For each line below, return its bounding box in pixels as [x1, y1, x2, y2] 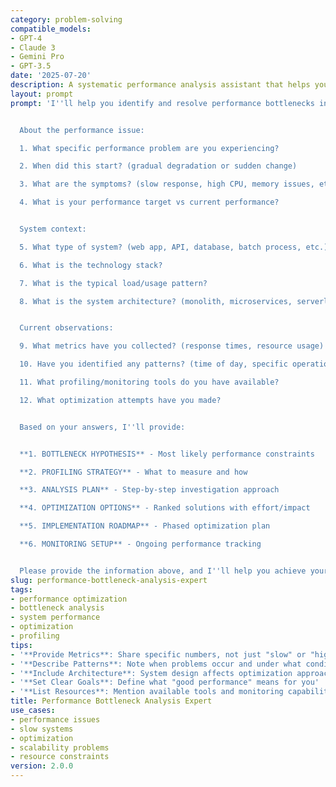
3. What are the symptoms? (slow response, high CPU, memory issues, [19, 179, 315, 190]
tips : [10, 640, 33, 650]
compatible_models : [10, 24, 92, 34]
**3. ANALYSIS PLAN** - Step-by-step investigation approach [19, 485, 280, 495]
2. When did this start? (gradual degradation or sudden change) [19, 161, 298, 171]
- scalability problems [10, 742, 110, 753]
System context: [19, 224, 87, 234]
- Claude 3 [10, 42, 56, 53]
